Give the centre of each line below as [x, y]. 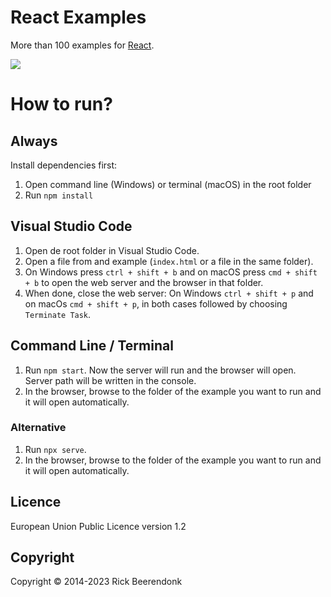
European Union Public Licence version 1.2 [98, 526]
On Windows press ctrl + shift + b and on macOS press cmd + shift [171, 272]
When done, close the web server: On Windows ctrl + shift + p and [169, 293]
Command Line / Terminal [92, 346]
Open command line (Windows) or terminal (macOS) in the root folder [168, 184]
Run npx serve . [55, 449]
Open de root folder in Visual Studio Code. [112, 250]
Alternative [38, 428]
